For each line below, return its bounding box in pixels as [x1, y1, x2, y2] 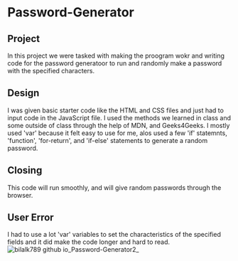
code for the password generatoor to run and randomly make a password [7, 59, 222, 68]
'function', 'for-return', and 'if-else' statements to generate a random [7, 136, 208, 144]
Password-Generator [7, 4, 135, 21]
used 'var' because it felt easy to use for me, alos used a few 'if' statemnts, [7, 129, 227, 137]
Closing [7, 164, 43, 176]
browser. [7, 191, 33, 199]
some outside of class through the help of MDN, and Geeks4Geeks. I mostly [7, 121, 230, 129]
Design [7, 87, 40, 100]
